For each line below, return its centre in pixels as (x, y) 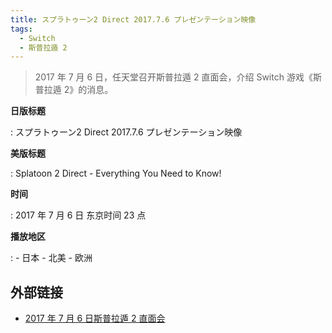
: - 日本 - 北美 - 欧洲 (51, 258)
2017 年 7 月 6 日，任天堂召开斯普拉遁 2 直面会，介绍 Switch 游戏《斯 (178, 77)
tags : (21, 29)
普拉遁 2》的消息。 (74, 90)
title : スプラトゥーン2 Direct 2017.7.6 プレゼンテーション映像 (133, 19)
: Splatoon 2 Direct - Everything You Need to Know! (116, 173)
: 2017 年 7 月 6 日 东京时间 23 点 (78, 215)
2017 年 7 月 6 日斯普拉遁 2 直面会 (95, 318)
